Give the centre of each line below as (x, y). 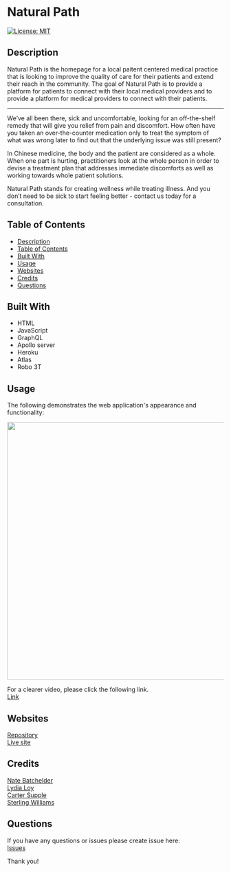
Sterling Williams (31, 802)
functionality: (26, 412)
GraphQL (30, 338)
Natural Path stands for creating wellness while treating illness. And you (109, 188)
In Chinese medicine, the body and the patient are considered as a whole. (112, 153)
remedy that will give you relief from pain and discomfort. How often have (111, 125)
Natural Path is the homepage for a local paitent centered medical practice (113, 69)
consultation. (26, 203)
